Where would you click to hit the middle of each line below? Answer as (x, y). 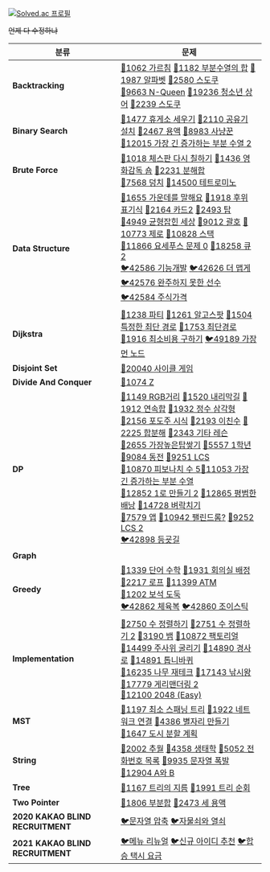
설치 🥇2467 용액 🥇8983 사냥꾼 (177, 131)
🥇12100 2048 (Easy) (161, 695)
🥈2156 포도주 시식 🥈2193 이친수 (180, 421)
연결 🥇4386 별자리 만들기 (184, 722)
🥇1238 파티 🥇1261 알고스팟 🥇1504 (186, 315)
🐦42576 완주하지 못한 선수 (171, 283)
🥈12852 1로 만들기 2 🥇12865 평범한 (188, 493)
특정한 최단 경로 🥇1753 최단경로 (178, 327)
